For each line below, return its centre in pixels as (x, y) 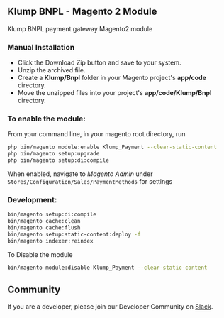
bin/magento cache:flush (44, 228)
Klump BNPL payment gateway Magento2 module (80, 28)
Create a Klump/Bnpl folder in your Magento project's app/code (112, 78)
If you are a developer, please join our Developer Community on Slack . (110, 307)
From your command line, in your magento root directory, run (96, 134)
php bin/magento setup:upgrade (54, 154)
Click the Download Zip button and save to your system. (100, 62)
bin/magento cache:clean (44, 221)
